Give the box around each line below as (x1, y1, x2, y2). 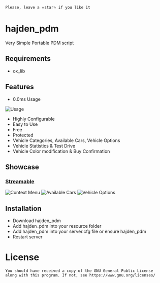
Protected (12, 132, 34, 138)
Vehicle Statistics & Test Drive (12, 143, 75, 149)
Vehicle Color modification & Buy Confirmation (12, 148, 110, 154)
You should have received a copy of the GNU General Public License (5, 268, 153, 273)
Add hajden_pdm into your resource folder (12, 223, 102, 229)
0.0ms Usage (12, 96, 41, 102)
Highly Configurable (12, 116, 55, 122)
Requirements (5, 54, 51, 63)
